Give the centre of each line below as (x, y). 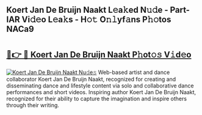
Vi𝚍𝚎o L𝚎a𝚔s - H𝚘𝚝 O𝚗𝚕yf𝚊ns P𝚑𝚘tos (96, 20)
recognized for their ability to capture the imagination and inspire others (97, 98)
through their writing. (33, 105)
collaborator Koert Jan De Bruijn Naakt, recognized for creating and (91, 79)
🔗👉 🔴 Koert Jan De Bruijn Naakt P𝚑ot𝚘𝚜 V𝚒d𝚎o (99, 54)
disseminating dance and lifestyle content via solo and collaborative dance (100, 86)
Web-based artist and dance (134, 72)
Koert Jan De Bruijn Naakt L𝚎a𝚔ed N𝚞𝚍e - (87, 10)
